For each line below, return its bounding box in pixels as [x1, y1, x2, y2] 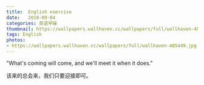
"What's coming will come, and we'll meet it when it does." [6, 59, 153, 67]
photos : [6, 37, 26, 43]
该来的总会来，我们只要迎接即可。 [6, 72, 92, 79]
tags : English [6, 32, 42, 38]
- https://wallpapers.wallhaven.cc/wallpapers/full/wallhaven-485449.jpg [6, 43, 197, 49]
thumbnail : [6, 25, 34, 32]
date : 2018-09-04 [6, 15, 56, 21]
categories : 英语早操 [6, 20, 58, 26]
